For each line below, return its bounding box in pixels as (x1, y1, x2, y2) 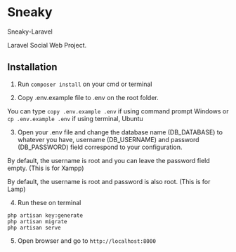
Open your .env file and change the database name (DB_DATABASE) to (17, 127, 223, 136)
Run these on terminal (17, 198, 81, 206)
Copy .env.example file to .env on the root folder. (17, 93, 159, 101)
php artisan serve (7, 224, 61, 231)
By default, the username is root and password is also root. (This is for (7, 177, 211, 185)
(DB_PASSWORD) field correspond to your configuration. (17, 143, 183, 151)
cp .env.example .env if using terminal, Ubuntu (7, 114, 144, 122)
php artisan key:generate (7, 211, 83, 219)
